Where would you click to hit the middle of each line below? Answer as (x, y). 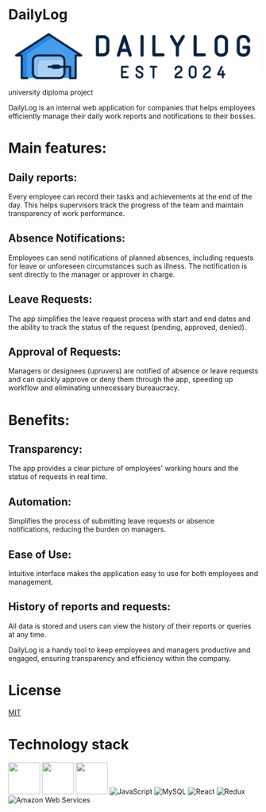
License (35, 690)
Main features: (58, 148)
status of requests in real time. (58, 477)
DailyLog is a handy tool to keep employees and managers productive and (129, 650)
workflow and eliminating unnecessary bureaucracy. (94, 388)
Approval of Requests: (65, 352)
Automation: (40, 502)
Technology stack (69, 744)
